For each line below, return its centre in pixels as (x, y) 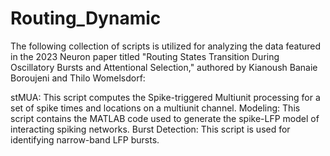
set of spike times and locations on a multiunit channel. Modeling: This (155, 108)
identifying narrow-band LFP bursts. (85, 139)
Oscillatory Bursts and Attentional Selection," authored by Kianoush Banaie (164, 67)
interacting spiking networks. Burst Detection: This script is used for (150, 129)
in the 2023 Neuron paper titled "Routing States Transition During (145, 56)
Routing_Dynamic (86, 18)
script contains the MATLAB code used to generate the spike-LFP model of (165, 118)
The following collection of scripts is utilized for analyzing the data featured (166, 46)
